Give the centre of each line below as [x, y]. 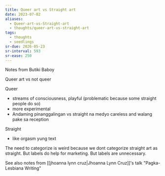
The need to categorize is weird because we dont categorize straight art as [81, 148]
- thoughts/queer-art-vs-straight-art [49, 28]
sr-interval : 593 [23, 51]
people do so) [26, 104]
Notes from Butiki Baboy [30, 70]
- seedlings [22, 42]
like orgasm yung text [34, 138]
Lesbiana [14, 168]
